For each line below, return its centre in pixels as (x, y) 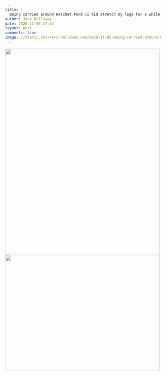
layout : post (19, 28)
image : (12, 38)
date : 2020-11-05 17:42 (30, 23)
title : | (14, 10)
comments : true (21, 33)
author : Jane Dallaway (28, 19)
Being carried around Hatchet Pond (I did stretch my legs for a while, (86, 14)
